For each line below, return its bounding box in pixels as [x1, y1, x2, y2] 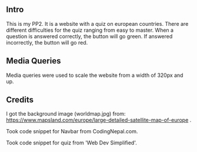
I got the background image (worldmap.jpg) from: [6, 110, 126, 117]
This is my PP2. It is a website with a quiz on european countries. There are [6, 20, 189, 27]
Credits [6, 95, 34, 105]
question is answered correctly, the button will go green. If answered [6, 32, 173, 40]
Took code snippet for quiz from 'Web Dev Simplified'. [6, 139, 137, 146]
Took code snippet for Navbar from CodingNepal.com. [6, 128, 138, 135]
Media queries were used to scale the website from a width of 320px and [6, 72, 183, 79]
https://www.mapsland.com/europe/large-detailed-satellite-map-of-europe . [6, 117, 192, 124]
